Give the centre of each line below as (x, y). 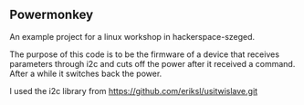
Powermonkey (52, 15)
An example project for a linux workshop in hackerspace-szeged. (132, 36)
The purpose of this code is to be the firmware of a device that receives (145, 54)
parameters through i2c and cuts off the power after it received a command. (152, 63)
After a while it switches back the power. (86, 73)
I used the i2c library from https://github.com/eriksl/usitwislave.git (134, 91)
